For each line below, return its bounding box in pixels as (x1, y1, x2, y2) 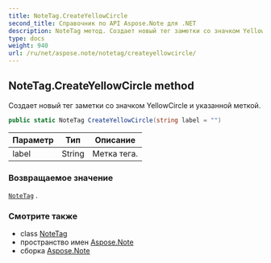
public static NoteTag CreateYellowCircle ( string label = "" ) (8, 116, 222, 124)
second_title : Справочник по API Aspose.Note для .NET (8, 19, 197, 27)
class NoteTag (19, 229, 68, 239)
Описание (94, 134, 135, 145)
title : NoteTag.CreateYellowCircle (8, 11, 128, 20)
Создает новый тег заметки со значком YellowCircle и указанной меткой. (8, 100, 261, 110)
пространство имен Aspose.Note (19, 237, 135, 247)
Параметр (12, 134, 54, 145)
